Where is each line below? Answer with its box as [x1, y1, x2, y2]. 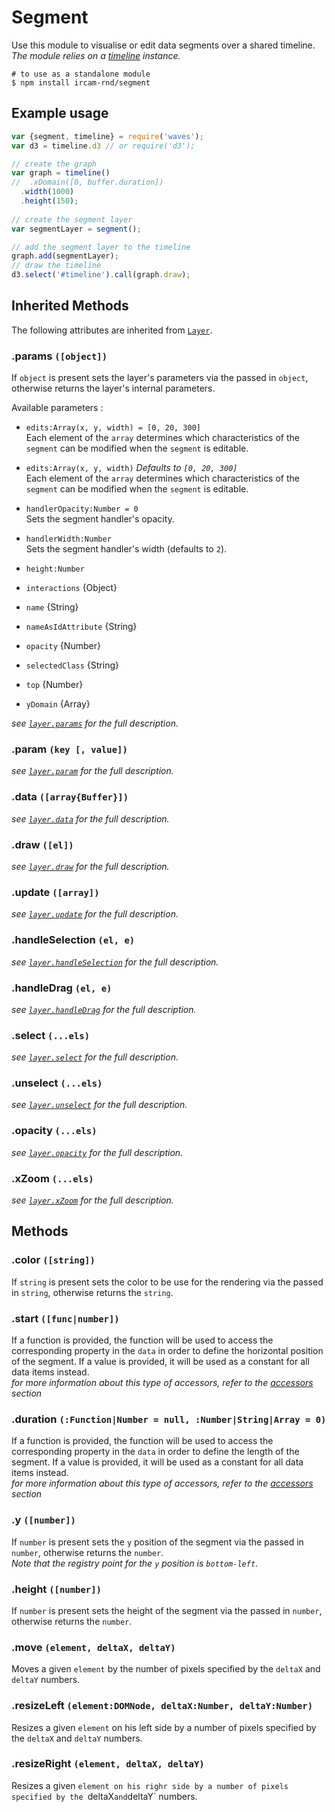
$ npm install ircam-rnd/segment [11, 77, 151, 88]
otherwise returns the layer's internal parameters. [11, 382, 216, 395]
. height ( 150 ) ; [20, 196, 79, 206]
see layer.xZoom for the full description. [11, 1194, 174, 1206]
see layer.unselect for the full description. [11, 1099, 188, 1111]
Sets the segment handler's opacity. [25, 513, 175, 525]
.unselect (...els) [11, 1076, 103, 1090]
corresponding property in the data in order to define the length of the [11, 1446, 300, 1458]
